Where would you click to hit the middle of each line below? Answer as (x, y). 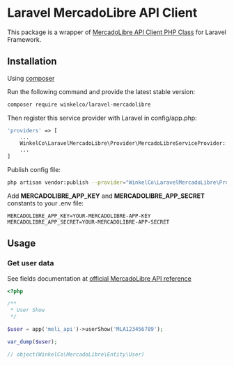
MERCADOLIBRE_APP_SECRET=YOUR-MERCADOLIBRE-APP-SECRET (88, 222)
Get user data (31, 263)
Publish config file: (34, 170)
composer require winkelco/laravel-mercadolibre (79, 104)
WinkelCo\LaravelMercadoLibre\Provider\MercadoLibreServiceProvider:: (124, 143)
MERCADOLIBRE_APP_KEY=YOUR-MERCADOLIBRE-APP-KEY (79, 216)
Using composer (31, 78)
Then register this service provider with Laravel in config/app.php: (102, 118)
